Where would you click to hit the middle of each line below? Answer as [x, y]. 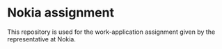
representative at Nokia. [42, 39]
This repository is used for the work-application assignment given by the [111, 32]
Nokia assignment [61, 13]
